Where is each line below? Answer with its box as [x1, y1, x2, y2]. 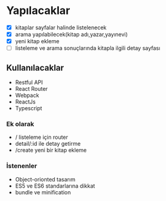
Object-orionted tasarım [15, 175, 76, 183]
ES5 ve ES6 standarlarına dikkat [15, 182, 95, 189]
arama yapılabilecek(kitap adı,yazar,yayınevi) [15, 31, 128, 38]
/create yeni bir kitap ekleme [15, 147, 87, 154]
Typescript [15, 105, 43, 111]
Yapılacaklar [6, 4, 71, 18]
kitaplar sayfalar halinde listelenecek [15, 24, 107, 31]
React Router [15, 85, 48, 92]
